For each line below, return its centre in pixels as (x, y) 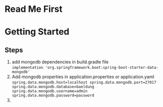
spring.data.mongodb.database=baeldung (53, 87)
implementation (27, 68)
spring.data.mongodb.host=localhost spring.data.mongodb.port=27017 (84, 83)
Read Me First (34, 9)
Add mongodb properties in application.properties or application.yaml (83, 77)
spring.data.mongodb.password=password (53, 96)
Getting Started (37, 32)
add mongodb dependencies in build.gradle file (60, 62)
